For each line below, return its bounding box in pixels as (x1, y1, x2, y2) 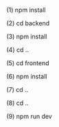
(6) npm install (6, 72, 47, 80)
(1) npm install (6, 6, 46, 14)
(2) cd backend (6, 19, 50, 27)
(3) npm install (6, 32, 47, 41)
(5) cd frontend (6, 59, 49, 67)
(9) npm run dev (6, 113, 52, 120)
